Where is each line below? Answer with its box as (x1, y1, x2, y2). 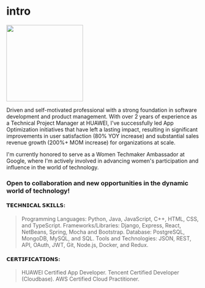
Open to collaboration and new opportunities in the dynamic (6, 179, 188, 187)
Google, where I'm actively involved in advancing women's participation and (6, 157, 199, 164)
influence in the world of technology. (6, 163, 99, 171)
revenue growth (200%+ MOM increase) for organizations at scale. (6, 139, 176, 146)
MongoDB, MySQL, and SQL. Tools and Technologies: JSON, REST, (21, 235, 192, 242)
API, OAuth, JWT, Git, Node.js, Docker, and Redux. (21, 242, 149, 249)
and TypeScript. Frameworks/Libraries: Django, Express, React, (21, 222, 182, 229)
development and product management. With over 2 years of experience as (6, 113, 198, 120)
